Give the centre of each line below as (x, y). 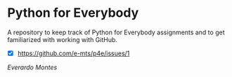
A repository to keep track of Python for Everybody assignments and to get (116, 32)
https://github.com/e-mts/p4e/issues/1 (73, 53)
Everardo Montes (32, 67)
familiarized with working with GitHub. (63, 39)
